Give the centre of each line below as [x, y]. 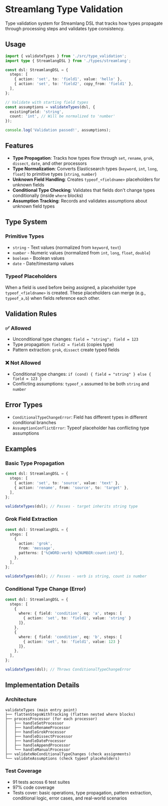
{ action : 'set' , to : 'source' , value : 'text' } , [67, 483]
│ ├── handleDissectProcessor [39, 736]
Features [19, 146]
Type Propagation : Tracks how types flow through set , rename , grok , [83, 158]
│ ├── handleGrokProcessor [36, 732]
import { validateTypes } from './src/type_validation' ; [66, 56]
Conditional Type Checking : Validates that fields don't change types [84, 190]
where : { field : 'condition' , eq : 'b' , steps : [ [70, 637]
